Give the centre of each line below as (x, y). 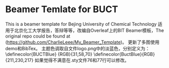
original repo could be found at (38, 36)
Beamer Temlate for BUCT (62, 9)
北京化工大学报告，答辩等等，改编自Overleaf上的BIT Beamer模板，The (89, 30)
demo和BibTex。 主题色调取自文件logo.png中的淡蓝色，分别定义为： (78, 48)
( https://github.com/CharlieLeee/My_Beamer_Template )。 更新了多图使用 (82, 42)
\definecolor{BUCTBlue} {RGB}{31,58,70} (49, 54)
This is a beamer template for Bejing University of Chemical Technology (81, 24)
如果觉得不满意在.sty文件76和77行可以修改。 (82, 60)
